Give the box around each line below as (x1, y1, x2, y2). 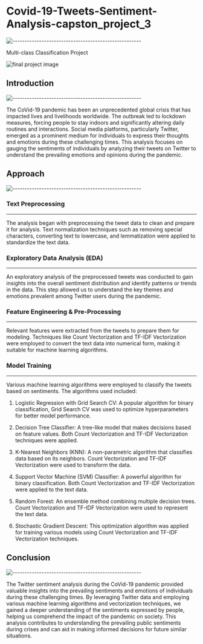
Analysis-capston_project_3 (6, 17, 152, 31)
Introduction (6, 78, 54, 88)
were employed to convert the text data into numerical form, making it (6, 340, 180, 347)
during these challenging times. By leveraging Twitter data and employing (6, 593, 190, 600)
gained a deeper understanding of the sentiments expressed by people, (6, 606, 185, 613)
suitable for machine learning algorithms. (6, 347, 109, 354)
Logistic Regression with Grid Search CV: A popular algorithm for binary (14, 399, 194, 407)
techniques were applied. (14, 436, 79, 443)
